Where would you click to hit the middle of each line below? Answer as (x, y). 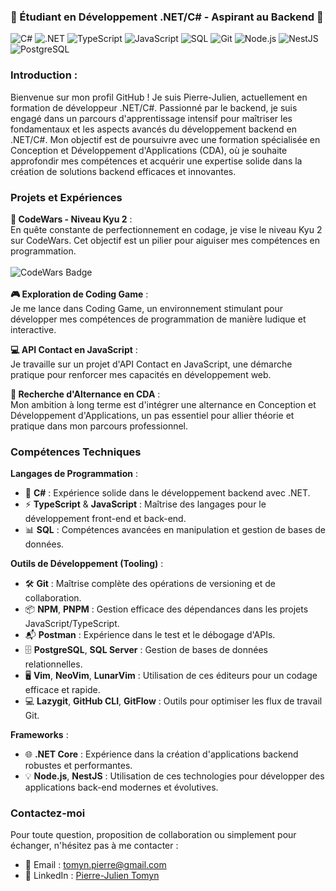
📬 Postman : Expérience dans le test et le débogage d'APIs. (150, 635)
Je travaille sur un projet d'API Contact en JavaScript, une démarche (151, 364)
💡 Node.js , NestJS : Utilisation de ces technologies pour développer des (174, 776)
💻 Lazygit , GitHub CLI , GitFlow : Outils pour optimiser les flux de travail (173, 701)
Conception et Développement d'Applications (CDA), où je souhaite (149, 150)
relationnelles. (53, 664)
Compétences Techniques (76, 452)
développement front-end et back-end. (105, 519)
